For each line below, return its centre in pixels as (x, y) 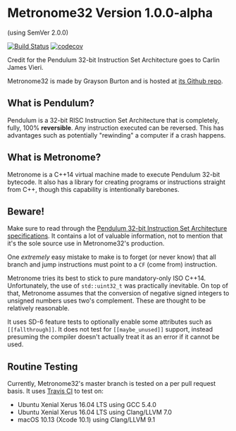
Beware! (26, 211)
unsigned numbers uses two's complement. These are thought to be (107, 301)
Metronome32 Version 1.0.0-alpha (110, 13)
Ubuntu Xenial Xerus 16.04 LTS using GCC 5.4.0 (87, 405)
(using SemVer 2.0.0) (38, 32)
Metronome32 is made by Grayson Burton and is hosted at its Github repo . (115, 81)
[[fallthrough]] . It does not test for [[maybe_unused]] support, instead (110, 329)
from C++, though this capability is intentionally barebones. (93, 189)
